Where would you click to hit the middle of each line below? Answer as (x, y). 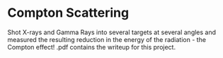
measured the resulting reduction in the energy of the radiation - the (107, 39)
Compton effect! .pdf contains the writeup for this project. (91, 47)
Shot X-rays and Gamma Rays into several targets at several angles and (112, 32)
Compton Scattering (68, 13)
